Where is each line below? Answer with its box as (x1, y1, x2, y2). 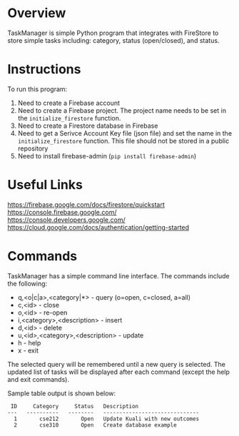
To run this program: (7, 84, 68, 93)
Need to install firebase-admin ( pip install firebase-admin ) (17, 151, 197, 160)
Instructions (7, 61, 81, 78)
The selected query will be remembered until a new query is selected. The (7, 360, 226, 368)
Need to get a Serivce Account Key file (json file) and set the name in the (17, 128, 233, 137)
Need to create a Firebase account (17, 98, 120, 107)
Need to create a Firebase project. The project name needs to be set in (17, 106, 227, 115)
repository (17, 144, 49, 153)
